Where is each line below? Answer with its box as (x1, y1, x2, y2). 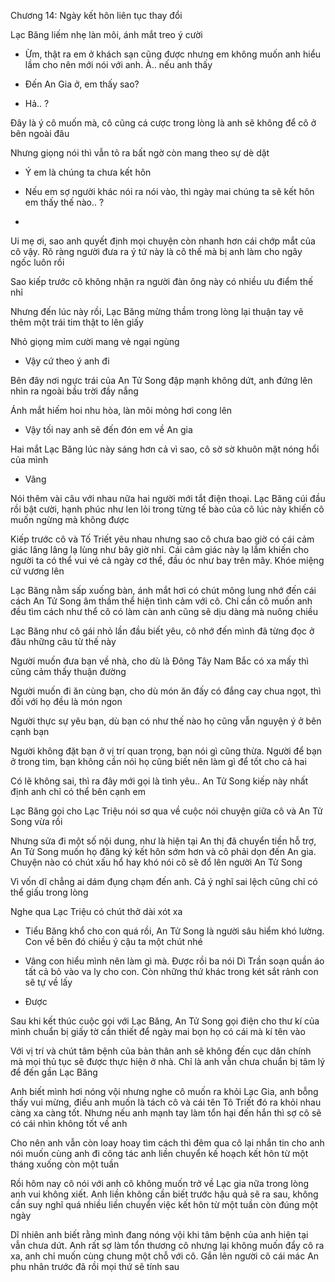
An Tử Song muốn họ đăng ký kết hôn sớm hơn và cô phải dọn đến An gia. (10, 846, 317, 857)
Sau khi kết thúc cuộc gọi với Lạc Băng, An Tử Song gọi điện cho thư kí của (10, 1015, 320, 1027)
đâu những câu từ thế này (10, 636, 117, 647)
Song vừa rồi (10, 816, 63, 827)
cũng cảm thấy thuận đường (10, 666, 127, 677)
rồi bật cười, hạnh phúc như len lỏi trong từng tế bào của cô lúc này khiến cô (10, 503, 325, 515)
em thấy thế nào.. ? (24, 196, 105, 208)
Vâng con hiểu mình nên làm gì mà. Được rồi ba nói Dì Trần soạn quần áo (24, 955, 325, 967)
